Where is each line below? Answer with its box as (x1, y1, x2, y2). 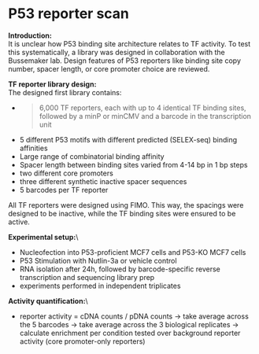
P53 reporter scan (8, 5, 130, 23)
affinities (19, 143, 49, 153)
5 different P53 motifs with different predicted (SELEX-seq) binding (19, 135, 238, 144)
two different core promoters (19, 168, 114, 178)
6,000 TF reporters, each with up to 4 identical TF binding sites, (39, 103, 246, 112)
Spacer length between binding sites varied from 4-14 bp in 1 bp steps (19, 160, 248, 169)
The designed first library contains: (8, 87, 122, 97)
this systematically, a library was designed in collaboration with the (8, 47, 226, 57)
